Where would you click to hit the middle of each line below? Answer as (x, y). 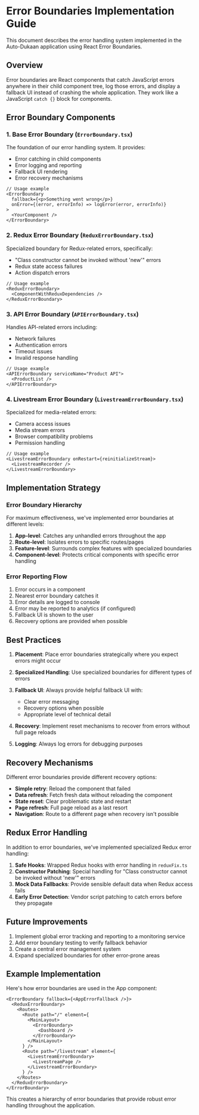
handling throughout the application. (51, 1105)
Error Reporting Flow (37, 576)
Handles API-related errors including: (52, 327)
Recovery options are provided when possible (71, 621)
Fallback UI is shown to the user (54, 615)
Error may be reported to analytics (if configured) (75, 609)
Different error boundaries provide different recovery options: (82, 777)
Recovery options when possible (64, 708)
